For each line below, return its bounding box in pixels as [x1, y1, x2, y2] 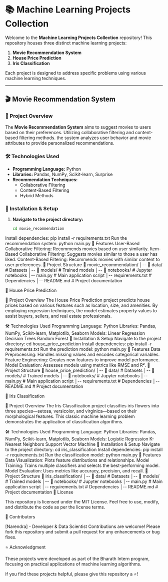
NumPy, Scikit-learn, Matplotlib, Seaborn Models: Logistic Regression [5, 436, 148, 442]
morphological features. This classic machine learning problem [5, 413, 135, 419]
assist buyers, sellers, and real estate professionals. [5, 313, 112, 319]
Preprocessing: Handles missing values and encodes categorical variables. [5, 351, 160, 358]
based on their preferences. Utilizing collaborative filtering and [5, 129, 134, 135]
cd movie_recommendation [12, 226, 64, 231]
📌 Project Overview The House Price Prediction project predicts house [5, 297, 150, 303]
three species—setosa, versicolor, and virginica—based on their [5, 408, 137, 414]
